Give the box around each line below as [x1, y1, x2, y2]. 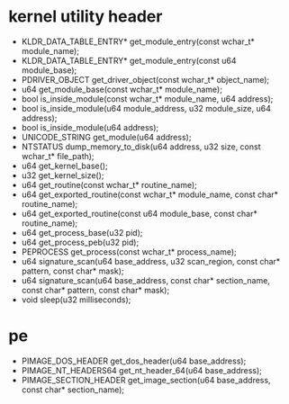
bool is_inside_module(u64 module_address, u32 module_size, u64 [21, 103, 271, 113]
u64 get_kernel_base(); [21, 160, 109, 171]
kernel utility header [8, 6, 163, 27]
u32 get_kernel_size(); [21, 169, 104, 181]
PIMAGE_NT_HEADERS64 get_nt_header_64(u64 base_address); [21, 364, 263, 375]
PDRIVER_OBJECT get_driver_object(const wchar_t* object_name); [21, 74, 270, 85]
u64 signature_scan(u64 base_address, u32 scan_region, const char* [21, 256, 281, 266]
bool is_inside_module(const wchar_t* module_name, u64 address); [21, 93, 274, 104]
